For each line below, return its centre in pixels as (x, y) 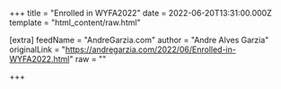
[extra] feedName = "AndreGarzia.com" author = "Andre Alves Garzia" (139, 40)
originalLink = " (37, 49)
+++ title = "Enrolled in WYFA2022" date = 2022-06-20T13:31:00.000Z (140, 13)
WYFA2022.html (40, 59)
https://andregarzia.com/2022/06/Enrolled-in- (150, 49)
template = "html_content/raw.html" (75, 22)
